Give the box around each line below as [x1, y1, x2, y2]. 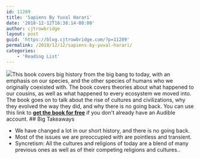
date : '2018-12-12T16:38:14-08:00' [6, 20, 95, 26]
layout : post [6, 31, 39, 37]
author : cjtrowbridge [6, 25, 60, 32]
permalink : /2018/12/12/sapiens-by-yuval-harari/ [6, 43, 133, 49]
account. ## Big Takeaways [6, 115, 75, 122]
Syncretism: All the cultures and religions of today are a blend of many [14, 139, 189, 147]
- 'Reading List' [17, 53, 60, 59]
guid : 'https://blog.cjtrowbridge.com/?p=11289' [6, 37, 130, 43]
